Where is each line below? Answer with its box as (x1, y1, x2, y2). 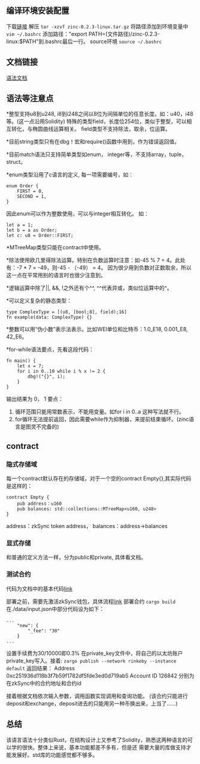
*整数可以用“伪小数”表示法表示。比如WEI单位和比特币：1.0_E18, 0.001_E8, (6, 326, 188, 333)
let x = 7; (17, 363, 44, 369)
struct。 (6, 158, 26, 166)
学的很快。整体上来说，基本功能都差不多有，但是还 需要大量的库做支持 (11, 744, 186, 751)
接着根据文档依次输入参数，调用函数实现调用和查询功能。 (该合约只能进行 (6, 692, 189, 699)
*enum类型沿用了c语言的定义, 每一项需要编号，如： (6, 171, 134, 178)
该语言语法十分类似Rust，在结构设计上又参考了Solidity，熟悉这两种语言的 (6, 736, 188, 743)
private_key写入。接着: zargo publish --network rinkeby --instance (6, 657, 177, 664)
